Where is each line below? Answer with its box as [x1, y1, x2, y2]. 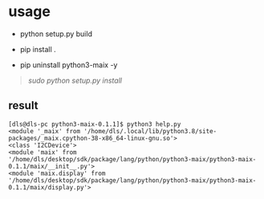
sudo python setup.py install [27, 75, 123, 85]
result [8, 99, 39, 112]
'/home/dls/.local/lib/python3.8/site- [83, 127, 217, 135]
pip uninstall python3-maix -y [19, 59, 118, 70]
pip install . [19, 44, 56, 54]
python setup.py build [19, 29, 92, 39]
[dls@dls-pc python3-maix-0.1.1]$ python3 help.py [8, 120, 181, 128]
